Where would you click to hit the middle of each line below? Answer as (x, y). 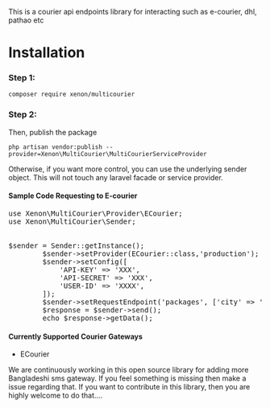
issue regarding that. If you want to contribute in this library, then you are (129, 387)
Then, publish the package (53, 132)
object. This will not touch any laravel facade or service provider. (116, 177)
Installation (47, 53)
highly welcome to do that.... (56, 396)
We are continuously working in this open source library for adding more (129, 370)
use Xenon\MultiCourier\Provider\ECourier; (96, 213)
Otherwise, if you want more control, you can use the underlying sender (128, 169)
